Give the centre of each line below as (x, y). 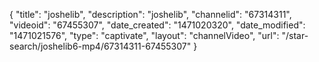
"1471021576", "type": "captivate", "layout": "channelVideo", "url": (144, 35)
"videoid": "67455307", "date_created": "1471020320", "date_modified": (157, 25)
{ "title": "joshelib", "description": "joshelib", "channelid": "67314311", (150, 14)
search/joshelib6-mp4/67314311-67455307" (100, 46)
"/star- (295, 35)
